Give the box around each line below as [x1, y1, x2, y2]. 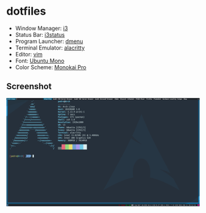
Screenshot [6, 81, 52, 92]
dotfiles [6, 4, 47, 18]
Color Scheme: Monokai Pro [15, 63, 87, 71]
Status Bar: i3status [15, 31, 65, 38]
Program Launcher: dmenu [15, 37, 83, 45]
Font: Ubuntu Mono [15, 57, 64, 64]
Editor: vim [15, 50, 43, 58]
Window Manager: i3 [15, 24, 69, 32]
